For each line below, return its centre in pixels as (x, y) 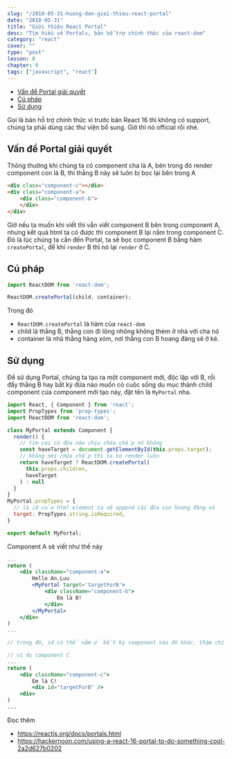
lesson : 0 (21, 59)
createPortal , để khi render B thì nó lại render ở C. (79, 247)
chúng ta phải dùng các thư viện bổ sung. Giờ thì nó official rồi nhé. (103, 127)
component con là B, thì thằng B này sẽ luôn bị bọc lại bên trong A (101, 173)
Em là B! (69, 598)
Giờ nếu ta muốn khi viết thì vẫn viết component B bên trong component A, (114, 225)
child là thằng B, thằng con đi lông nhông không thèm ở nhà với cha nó (118, 331)
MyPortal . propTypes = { (42, 501)
